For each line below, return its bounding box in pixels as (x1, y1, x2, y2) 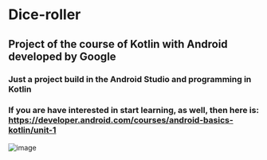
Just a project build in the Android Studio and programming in (8, 73, 252, 84)
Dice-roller (8, 6, 81, 24)
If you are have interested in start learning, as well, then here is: (8, 105, 259, 116)
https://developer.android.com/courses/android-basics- (8, 115, 234, 126)
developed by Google (8, 49, 117, 63)
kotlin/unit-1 (8, 125, 57, 136)
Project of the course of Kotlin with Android (8, 37, 229, 51)
